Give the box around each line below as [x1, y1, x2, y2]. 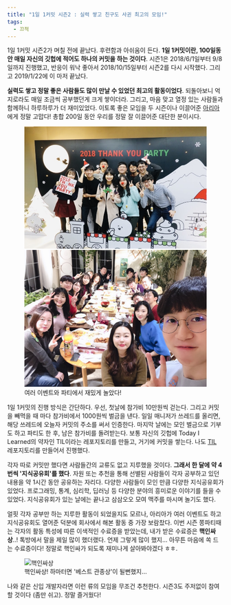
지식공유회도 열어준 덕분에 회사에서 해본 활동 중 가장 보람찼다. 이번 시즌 [7, 518, 198, 527]
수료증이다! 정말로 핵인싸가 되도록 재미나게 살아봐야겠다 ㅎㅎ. [14, 544, 178, 553]
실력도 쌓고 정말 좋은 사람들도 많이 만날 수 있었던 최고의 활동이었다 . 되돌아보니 [7, 87, 214, 95]
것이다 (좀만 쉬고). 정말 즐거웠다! [14, 591, 102, 599]
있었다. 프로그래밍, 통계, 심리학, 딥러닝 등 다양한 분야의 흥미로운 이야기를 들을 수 [7, 487, 221, 495]
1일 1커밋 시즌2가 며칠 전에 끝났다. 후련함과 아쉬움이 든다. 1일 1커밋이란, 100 [7, 46, 210, 54]
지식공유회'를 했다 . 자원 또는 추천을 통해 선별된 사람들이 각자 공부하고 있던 [21, 469, 220, 478]
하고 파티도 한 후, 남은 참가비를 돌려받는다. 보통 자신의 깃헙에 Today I [14, 429, 200, 437]
